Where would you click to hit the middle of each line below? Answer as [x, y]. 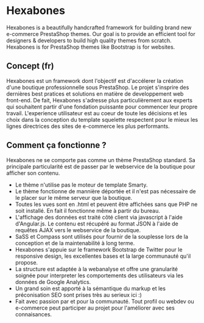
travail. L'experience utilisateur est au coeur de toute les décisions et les [97, 113]
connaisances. [33, 314]
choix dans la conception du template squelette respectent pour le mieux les [102, 119]
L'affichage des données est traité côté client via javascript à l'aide [99, 217]
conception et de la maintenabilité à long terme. [75, 243]
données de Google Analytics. [53, 282]
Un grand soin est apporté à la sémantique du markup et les [90, 288]
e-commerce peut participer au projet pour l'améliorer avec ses [95, 308]
